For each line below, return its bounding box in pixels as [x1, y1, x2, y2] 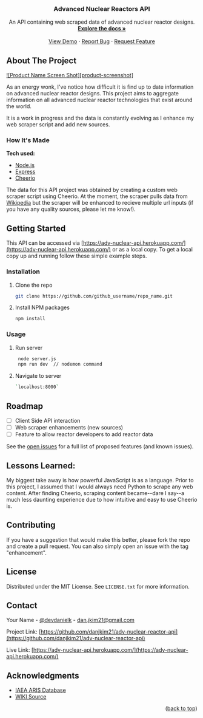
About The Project [6, 55, 77, 66]
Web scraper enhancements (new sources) [15, 424, 123, 431]
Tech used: [6, 150, 35, 157]
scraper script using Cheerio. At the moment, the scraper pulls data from [6, 193, 188, 200]
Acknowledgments [6, 670, 80, 681]
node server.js [18, 355, 56, 362]
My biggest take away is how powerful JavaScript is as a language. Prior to [6, 477, 194, 484]
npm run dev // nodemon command [18, 361, 102, 368]
